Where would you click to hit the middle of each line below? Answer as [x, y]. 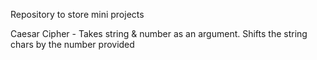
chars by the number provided [72, 44]
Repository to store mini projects [77, 14]
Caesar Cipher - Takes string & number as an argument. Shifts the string [159, 33]
